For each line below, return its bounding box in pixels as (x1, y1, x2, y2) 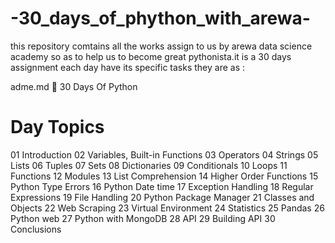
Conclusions (10, 223, 62, 235)
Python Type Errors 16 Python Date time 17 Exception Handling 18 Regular (10, 180, 314, 192)
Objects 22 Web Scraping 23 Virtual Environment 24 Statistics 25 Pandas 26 (10, 202, 325, 214)
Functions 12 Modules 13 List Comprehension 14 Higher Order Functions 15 (10, 170, 319, 182)
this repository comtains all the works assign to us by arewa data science (10, 40, 313, 52)
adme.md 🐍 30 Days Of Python (10, 80, 138, 92)
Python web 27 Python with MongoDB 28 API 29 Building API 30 (10, 212, 276, 224)
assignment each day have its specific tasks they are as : (10, 61, 246, 73)
